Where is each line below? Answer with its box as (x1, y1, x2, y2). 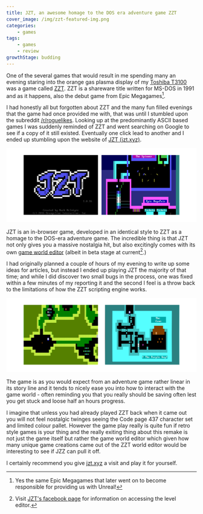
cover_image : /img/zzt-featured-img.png (6, 16, 110, 22)
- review (17, 48, 39, 54)
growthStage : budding (6, 54, 61, 61)
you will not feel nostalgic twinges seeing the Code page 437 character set (6, 415, 193, 423)
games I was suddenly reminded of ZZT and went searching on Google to (6, 123, 190, 130)
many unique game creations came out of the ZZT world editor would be (6, 441, 187, 448)
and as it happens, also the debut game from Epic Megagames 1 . (6, 91, 166, 99)
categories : (6, 22, 36, 28)
